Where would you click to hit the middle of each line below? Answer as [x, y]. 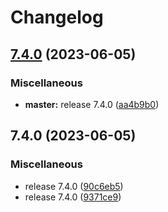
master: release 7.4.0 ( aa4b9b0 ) [92, 104]
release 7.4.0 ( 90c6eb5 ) [74, 186]
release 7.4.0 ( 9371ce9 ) [73, 197]
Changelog [57, 17]
